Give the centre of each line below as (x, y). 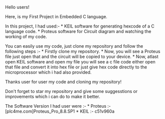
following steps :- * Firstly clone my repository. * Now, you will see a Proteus (83, 51)
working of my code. (26, 37)
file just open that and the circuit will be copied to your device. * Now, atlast (82, 57)
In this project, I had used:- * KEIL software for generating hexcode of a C (80, 26)
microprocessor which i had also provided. (49, 72)
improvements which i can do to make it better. (53, 96)
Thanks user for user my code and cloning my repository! (63, 82)
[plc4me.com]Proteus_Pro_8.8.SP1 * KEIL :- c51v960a (60, 111)
